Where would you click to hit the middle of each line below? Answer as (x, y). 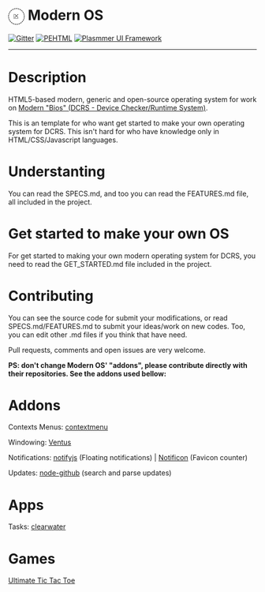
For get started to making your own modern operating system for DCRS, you (132, 256)
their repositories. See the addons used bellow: (88, 373)
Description (47, 77)
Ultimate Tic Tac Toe (42, 581)
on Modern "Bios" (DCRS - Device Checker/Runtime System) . (108, 107)
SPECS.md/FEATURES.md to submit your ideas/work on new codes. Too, (127, 326)
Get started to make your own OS (119, 233)
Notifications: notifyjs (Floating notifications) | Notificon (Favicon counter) (128, 458)
